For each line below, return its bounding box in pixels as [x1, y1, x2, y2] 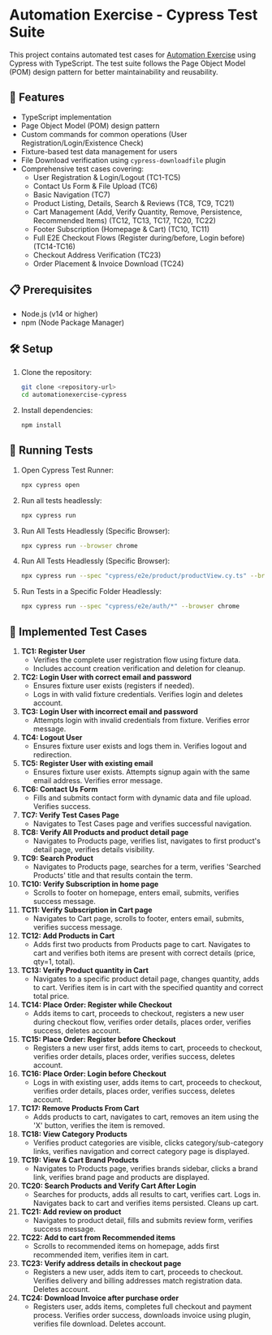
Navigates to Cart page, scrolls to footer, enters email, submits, [32, 914, 244, 923]
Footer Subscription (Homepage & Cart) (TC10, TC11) [32, 224, 210, 234]
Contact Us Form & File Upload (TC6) [32, 181, 158, 191]
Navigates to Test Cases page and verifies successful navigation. [32, 819, 253, 829]
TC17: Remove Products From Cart [20, 1104, 140, 1113]
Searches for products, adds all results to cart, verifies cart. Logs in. [32, 1190, 261, 1199]
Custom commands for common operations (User [20, 129, 188, 139]
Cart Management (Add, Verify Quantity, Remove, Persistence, [32, 207, 243, 217]
